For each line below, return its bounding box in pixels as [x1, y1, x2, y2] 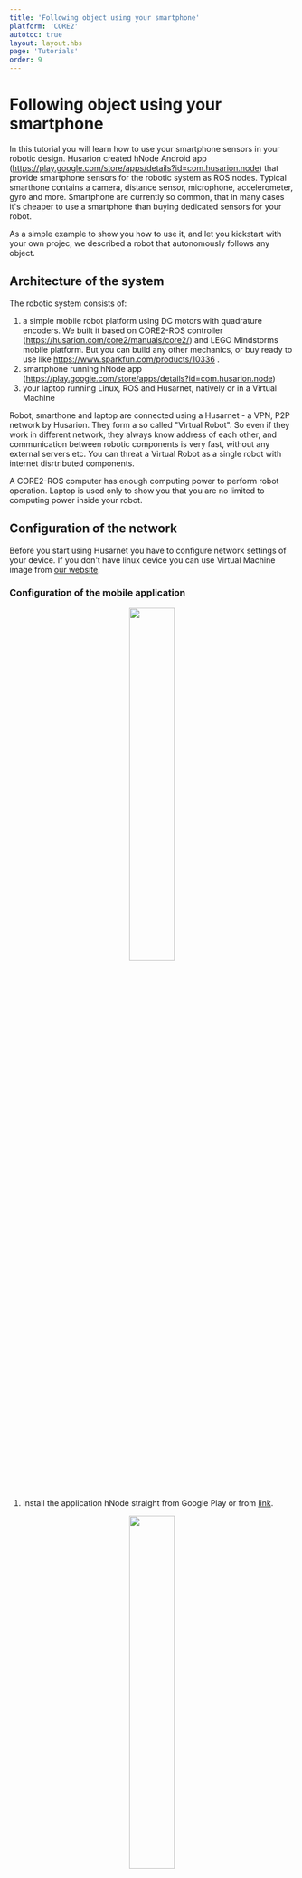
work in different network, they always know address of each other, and [9, 429, 278, 440]
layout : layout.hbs [9, 38, 83, 48]
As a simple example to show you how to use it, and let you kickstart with [9, 228, 282, 239]
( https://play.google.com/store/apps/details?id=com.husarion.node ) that [9, 162, 279, 173]
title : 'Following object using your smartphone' [9, 13, 201, 23]
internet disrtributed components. [9, 458, 136, 469]
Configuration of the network [9, 521, 178, 537]
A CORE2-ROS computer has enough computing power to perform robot [9, 475, 279, 486]
